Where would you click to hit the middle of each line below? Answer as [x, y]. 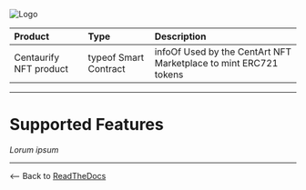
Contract [107, 69]
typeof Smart [116, 57]
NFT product [41, 69]
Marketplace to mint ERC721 [216, 63]
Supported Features [87, 125]
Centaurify [37, 57]
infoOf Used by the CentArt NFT [223, 52]
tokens [169, 75]
